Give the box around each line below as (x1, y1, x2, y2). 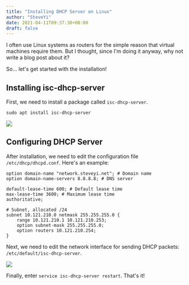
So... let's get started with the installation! (6, 66, 107, 73)
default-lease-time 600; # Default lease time (6, 186, 123, 192)
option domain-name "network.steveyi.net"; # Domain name (6, 170, 152, 177)
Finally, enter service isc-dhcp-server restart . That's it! (6, 272, 145, 279)
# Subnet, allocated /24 (6, 207, 67, 213)
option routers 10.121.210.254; (17, 228, 96, 233)
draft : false (6, 25, 38, 31)
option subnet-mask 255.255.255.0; (17, 222, 105, 228)
